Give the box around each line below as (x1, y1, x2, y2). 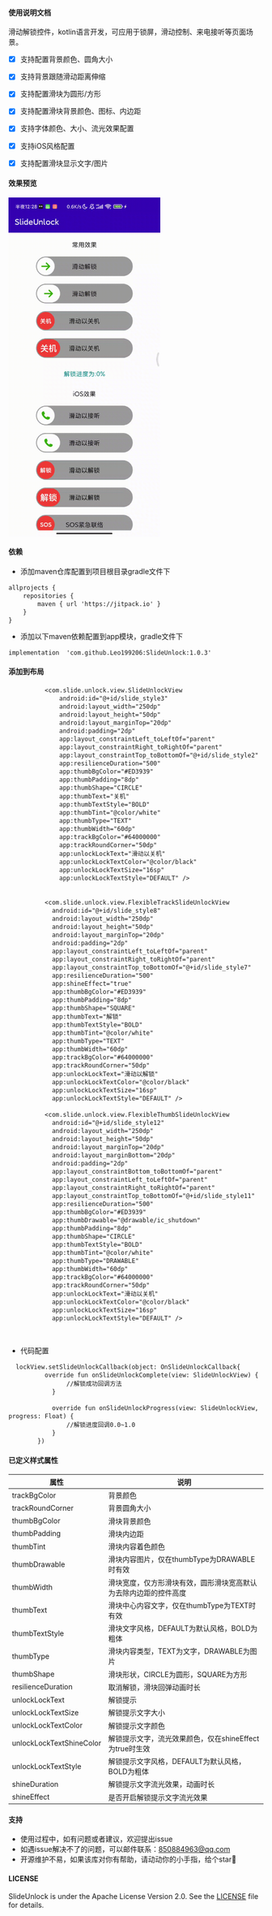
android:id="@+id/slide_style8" (51, 906, 161, 915)
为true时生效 (108, 1743, 151, 1754)
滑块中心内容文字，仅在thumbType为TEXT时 (108, 1600, 257, 1610)
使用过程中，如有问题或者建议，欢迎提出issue (19, 1834, 173, 1844)
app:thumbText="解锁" (51, 1013, 123, 1021)
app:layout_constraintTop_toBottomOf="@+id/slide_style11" (51, 1192, 255, 1200)
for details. (8, 1901, 45, 1910)
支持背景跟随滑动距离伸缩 (19, 71, 106, 81)
